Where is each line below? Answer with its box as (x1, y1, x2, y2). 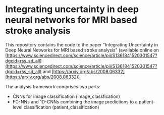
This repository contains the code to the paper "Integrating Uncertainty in (5, 41, 158, 47)
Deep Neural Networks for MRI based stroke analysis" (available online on (5, 47, 159, 53)
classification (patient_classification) (23, 104, 99, 110)
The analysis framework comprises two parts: (5, 83, 101, 89)
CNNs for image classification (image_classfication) (12, 93, 120, 99)
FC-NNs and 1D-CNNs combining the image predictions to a (12, 98, 138, 104)
